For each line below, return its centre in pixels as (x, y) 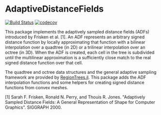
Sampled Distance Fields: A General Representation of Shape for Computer (80, 102)
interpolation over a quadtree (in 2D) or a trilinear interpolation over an (75, 47)
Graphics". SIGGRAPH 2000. (33, 107)
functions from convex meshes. (37, 87)
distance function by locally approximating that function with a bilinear (75, 42)
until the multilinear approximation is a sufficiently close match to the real (78, 57)
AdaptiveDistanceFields (54, 9)
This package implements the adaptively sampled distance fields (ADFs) (77, 32)
